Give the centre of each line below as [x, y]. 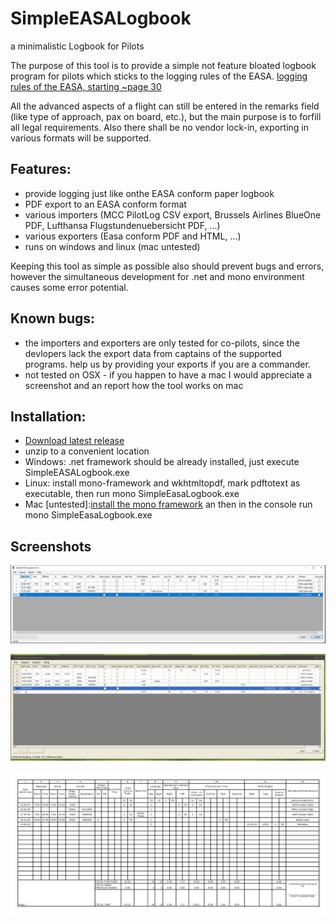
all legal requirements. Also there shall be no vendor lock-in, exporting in [159, 127]
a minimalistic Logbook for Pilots [77, 46]
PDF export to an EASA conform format [105, 204]
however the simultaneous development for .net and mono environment [157, 276]
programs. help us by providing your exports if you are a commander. [167, 364]
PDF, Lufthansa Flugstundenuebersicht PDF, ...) [122, 225]
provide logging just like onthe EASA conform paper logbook [149, 193]
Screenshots [51, 546]
